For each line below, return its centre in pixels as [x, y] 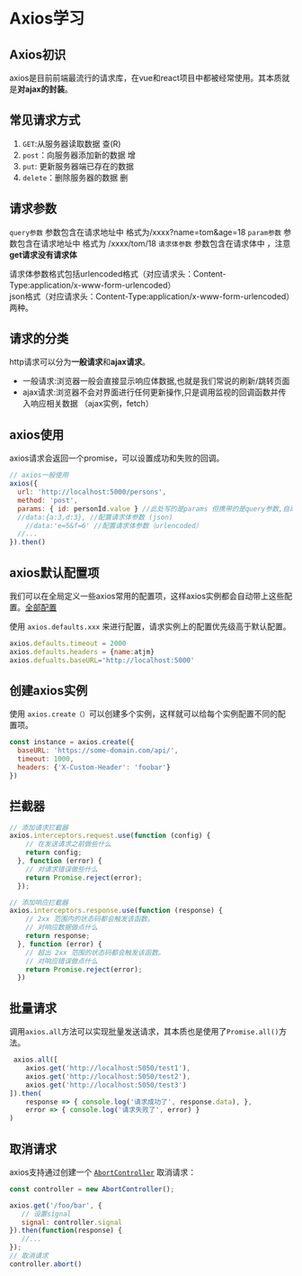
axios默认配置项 [54, 573]
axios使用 [37, 435]
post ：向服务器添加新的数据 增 [79, 155]
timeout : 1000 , [46, 759]
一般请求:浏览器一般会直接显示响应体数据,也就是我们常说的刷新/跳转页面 [156, 381]
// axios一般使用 [39, 475]
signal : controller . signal [72, 1222]
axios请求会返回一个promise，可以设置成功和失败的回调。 [117, 458]
